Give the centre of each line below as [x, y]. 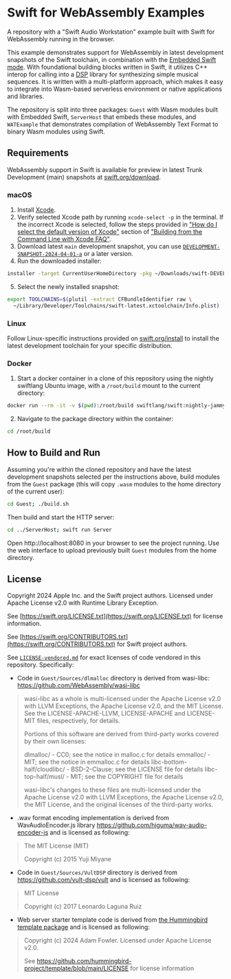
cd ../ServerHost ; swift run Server [59, 530]
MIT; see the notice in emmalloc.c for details [87, 762]
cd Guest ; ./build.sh [38, 504]
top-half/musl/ [44, 777]
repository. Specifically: [41, 665]
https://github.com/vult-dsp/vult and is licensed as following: [103, 880]
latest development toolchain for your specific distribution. [90, 345]
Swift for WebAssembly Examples [106, 13]
